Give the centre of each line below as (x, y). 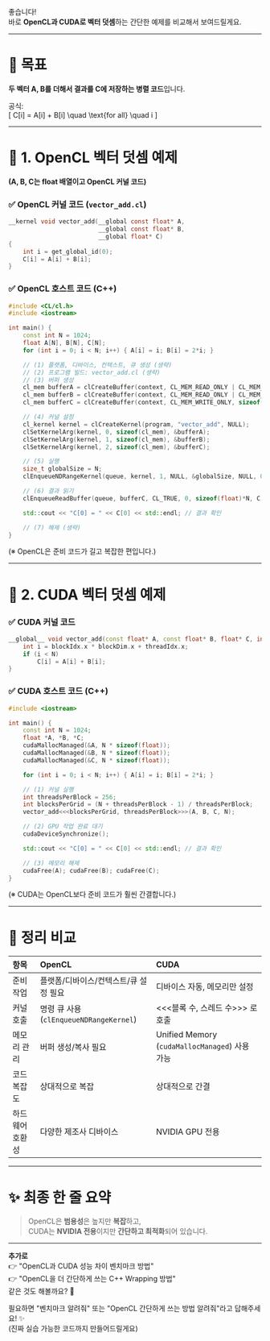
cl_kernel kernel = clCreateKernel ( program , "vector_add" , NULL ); (136, 424)
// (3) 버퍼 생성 (48, 380)
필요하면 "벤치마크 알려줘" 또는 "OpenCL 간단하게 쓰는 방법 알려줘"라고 (121, 1309)
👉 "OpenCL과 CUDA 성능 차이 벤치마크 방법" (81, 1266)
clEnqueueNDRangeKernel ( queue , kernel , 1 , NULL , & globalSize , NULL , (140, 477)
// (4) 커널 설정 (48, 417)
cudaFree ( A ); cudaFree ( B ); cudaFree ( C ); (91, 870)
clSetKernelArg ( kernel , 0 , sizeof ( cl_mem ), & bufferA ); (117, 432)
